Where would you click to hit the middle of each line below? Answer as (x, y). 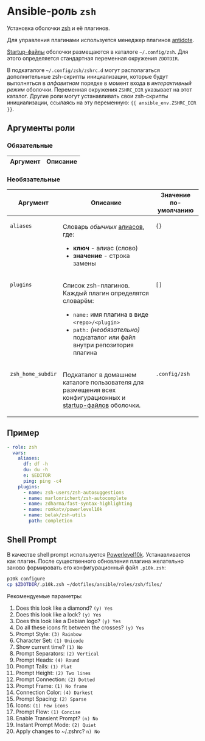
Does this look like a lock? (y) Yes (58, 614)
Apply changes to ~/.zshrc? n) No (58, 731)
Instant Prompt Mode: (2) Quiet (56, 725)
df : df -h (35, 464)
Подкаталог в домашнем (99, 375)
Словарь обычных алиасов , (103, 226)
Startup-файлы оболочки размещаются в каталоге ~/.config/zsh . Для (98, 52)
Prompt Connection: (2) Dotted (55, 679)
